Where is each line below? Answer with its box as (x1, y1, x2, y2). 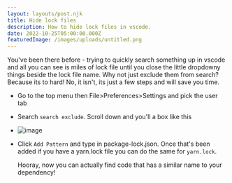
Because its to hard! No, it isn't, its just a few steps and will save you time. (7, 78, 220, 86)
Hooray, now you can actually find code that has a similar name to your (17, 161, 222, 169)
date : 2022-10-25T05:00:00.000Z (7, 29, 101, 37)
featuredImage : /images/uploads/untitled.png (7, 36, 142, 43)
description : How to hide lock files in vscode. (7, 23, 152, 30)
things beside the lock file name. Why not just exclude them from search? (7, 71, 219, 79)
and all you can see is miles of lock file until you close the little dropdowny (7, 63, 221, 72)
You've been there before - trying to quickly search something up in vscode (7, 55, 226, 64)
